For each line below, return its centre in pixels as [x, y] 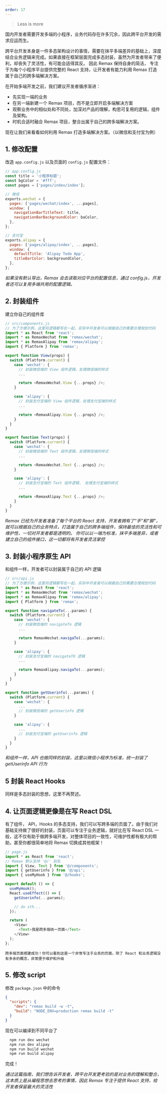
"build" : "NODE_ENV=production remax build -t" [64, 1011]
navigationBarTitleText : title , [47, 213]
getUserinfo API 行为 [26, 764]
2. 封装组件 [22, 301]
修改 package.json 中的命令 [33, 988]
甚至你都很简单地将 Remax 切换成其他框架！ [59, 842]
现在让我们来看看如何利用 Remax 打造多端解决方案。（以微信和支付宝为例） [82, 132]
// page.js [16, 852]
